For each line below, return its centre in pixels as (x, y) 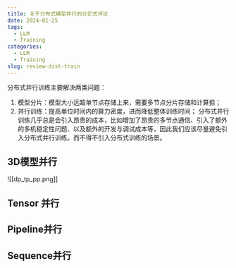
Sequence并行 (39, 256)
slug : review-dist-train (44, 66)
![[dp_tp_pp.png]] (33, 179)
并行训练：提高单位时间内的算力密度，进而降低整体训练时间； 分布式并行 (123, 111)
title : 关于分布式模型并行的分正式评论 (58, 14)
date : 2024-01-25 (33, 20)
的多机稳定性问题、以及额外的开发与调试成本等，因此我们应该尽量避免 (119, 128)
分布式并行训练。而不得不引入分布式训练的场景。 (95, 138)
